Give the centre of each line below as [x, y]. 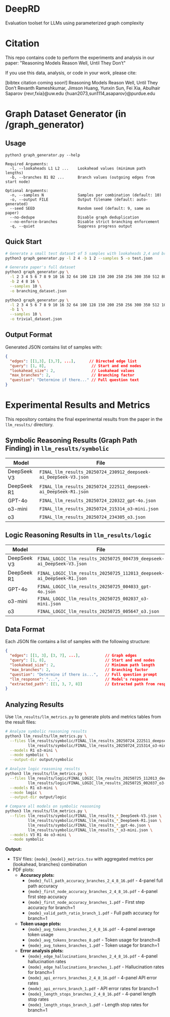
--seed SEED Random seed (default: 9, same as [80, 208]
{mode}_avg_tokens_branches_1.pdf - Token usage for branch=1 [93, 945]
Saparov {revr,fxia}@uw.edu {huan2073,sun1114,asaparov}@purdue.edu [80, 93]
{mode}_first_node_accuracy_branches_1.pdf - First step [86, 902]
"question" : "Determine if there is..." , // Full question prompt [83, 674]
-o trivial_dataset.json [36, 319]
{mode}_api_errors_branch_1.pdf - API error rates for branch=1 [93, 989]
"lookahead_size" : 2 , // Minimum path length [82, 665]
